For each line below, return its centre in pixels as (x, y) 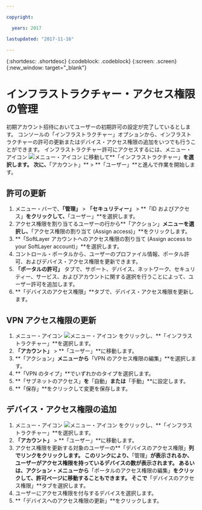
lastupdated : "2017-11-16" (40, 39)
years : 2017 (27, 28)
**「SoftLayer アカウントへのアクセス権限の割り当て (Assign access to (103, 239)
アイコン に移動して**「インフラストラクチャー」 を (97, 157)
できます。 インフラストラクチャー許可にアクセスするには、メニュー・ (104, 150)
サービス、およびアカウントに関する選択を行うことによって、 (112, 277)
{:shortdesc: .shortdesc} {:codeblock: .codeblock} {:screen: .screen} (92, 62)
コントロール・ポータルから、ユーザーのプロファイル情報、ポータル (99, 254)
